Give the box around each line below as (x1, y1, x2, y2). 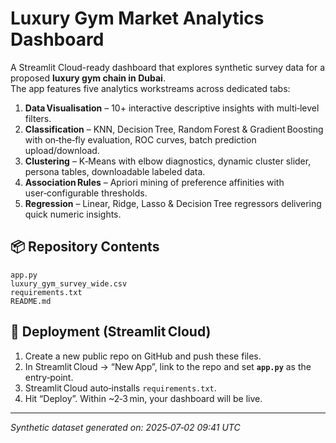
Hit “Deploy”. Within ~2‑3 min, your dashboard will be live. (24, 392, 263, 404)
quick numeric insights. (24, 208, 122, 220)
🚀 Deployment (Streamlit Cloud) (10, 323, 212, 341)
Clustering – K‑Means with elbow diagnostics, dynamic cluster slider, (24, 155, 312, 167)
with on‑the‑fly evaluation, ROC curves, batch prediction (24, 133, 257, 146)
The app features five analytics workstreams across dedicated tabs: (10, 82, 291, 94)
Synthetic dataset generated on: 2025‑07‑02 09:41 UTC (10, 421, 241, 433)
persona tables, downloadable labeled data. (24, 165, 206, 177)
